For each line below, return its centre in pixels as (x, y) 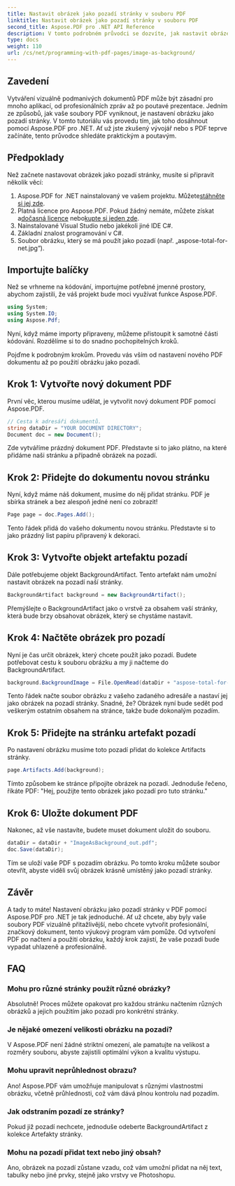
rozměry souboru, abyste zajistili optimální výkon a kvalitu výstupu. (104, 1052)
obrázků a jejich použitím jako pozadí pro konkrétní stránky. (93, 1011)
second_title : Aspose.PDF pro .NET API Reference (81, 27)
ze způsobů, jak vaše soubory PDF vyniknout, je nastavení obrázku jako (111, 113)
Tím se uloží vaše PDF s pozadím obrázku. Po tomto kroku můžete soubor (114, 863)
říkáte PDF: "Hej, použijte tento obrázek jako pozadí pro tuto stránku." (107, 791)
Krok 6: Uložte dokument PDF (73, 813)
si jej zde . (31, 203)
